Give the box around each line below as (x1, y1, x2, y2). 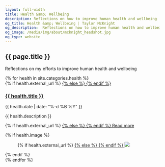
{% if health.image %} (5, 132, 50, 138)
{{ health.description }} (5, 113, 52, 119)
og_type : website (5, 35, 41, 40)
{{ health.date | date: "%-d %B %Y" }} (5, 103, 82, 109)
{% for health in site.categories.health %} (5, 75, 89, 81)
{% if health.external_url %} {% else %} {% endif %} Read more (5, 122, 135, 128)
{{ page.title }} (5, 52, 51, 61)
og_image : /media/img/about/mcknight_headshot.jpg (5, 30, 111, 35)
